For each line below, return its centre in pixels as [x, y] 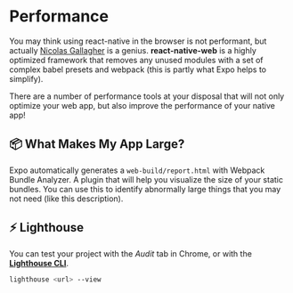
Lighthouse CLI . [39, 263]
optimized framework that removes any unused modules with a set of [136, 60]
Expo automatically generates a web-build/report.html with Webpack [137, 170]
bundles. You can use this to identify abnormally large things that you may [145, 189]
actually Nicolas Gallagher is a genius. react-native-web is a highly [133, 50]
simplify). [26, 78]
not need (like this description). [66, 199]
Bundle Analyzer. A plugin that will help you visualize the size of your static [146, 179]
